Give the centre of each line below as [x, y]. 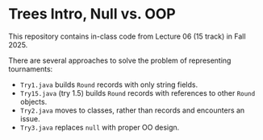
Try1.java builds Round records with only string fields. [109, 84]
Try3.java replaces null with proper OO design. [100, 127]
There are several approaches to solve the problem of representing [120, 60]
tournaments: [31, 68]
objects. [33, 101]
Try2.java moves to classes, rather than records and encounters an [132, 110]
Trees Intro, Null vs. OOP [92, 14]
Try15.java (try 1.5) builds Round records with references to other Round [138, 93]
